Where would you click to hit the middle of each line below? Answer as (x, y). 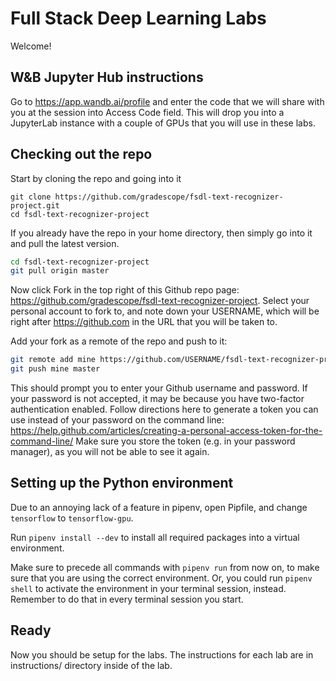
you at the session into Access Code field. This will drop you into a (147, 112)
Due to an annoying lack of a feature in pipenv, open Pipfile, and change (159, 507)
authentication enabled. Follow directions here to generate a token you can (164, 409)
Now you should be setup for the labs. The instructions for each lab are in (162, 654)
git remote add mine (53, 360)
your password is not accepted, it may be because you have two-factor (157, 399)
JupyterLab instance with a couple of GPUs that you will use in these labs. (163, 123)
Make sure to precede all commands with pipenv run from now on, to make (165, 567)
